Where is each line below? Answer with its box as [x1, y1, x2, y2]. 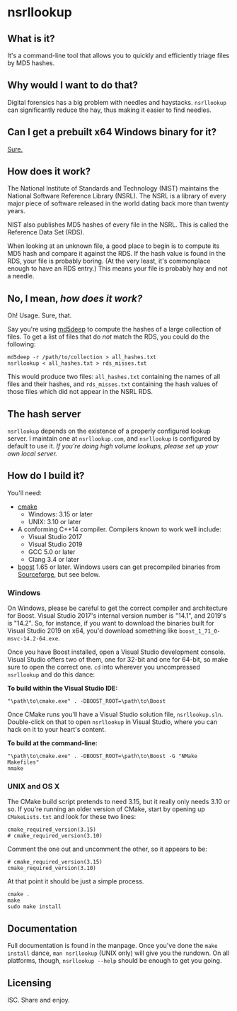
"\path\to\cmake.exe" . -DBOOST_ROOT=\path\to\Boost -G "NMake [7, 752, 198, 760]
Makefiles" [7, 759, 40, 766]
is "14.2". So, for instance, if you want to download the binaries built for [7, 619, 214, 628]
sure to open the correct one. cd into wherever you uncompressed [7, 663, 200, 672]
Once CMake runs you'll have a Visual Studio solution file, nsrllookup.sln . [7, 710, 224, 719]
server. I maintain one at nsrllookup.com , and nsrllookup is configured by [7, 434, 221, 443]
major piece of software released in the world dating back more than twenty [7, 199, 229, 208]
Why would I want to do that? [7, 79, 139, 91]
